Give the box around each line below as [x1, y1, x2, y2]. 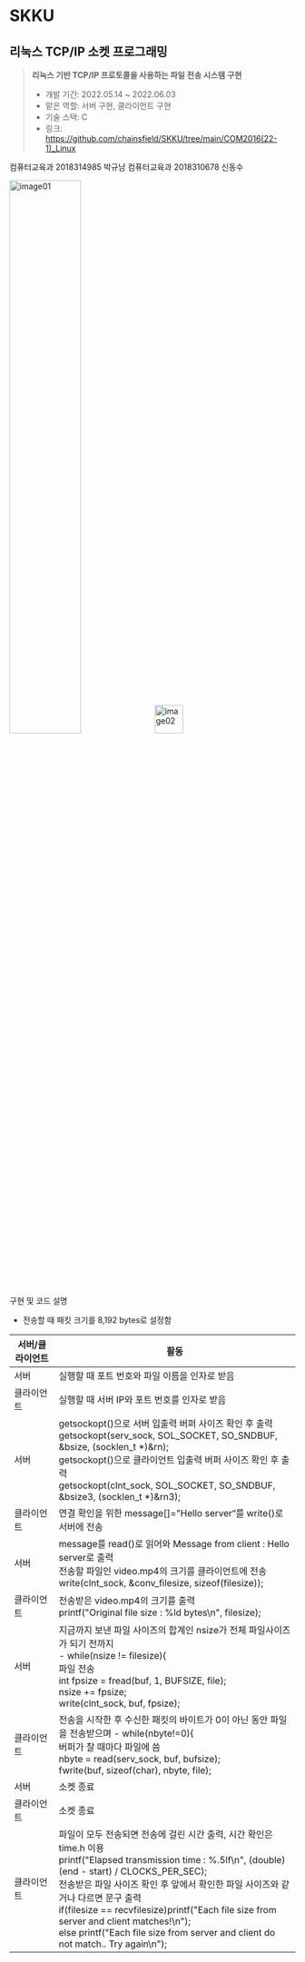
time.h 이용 [58, 1842, 104, 1854]
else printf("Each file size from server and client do [58, 1927, 276, 1938]
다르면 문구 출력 [77, 1892, 143, 1904]
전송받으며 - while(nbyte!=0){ [69, 1727, 194, 1740]
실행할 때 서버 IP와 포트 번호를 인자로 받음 [58, 1394, 227, 1405]
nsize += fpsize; [58, 1686, 127, 1698]
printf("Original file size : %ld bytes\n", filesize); [58, 1606, 261, 1619]
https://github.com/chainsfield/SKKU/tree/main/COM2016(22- [44, 133, 278, 143]
